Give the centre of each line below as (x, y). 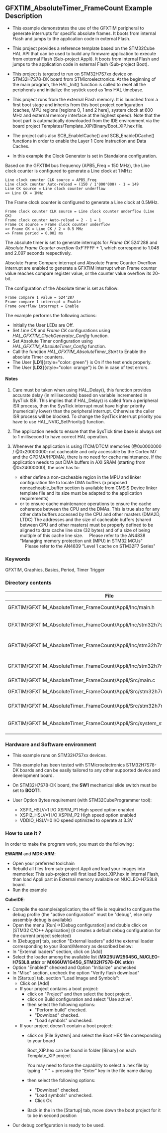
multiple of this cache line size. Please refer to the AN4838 (83, 536)
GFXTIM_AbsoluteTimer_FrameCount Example (79, 8)
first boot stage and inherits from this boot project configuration (78, 105)
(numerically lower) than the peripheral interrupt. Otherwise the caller (83, 411)
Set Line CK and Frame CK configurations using (61, 330)
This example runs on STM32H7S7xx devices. (59, 755)
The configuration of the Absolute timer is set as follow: (62, 288)
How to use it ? (23, 833)
